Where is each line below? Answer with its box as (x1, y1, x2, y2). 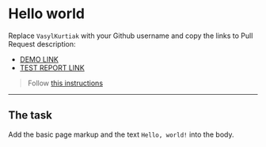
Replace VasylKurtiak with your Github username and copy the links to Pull (8, 31, 253, 40)
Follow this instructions (27, 78, 104, 88)
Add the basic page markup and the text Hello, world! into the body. (8, 130, 234, 139)
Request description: (8, 39, 77, 48)
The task (8, 108, 53, 122)
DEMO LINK (19, 55, 59, 64)
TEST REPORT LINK (19, 62, 85, 72)
